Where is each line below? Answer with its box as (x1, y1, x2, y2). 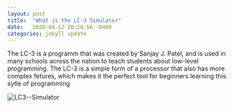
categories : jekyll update (7, 30, 87, 37)
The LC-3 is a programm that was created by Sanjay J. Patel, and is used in (7, 49, 226, 58)
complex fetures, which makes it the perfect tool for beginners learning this (7, 72, 227, 80)
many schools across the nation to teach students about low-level (7, 57, 199, 66)
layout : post (7, 10, 46, 18)
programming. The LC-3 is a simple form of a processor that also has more (7, 64, 225, 73)
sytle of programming (7, 79, 71, 88)
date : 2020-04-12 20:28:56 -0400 (7, 23, 112, 30)
